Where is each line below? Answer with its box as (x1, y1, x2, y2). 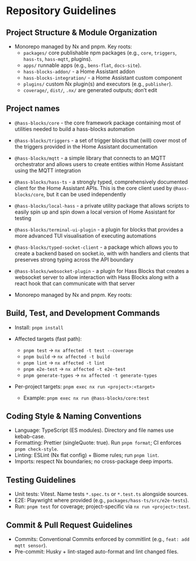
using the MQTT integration (14, 167, 81, 174)
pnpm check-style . (14, 445, 59, 452)
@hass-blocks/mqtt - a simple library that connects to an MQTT (14, 154, 166, 161)
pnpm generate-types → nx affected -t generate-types (23, 371, 157, 378)
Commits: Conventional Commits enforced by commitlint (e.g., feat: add (14, 536, 190, 543)
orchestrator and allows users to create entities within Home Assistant (14, 160, 184, 168)
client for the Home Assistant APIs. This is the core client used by (14, 184, 173, 191)
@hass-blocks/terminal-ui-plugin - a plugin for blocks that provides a (14, 226, 184, 233)
